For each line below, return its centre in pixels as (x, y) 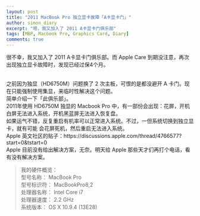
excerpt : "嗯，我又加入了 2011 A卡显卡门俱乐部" (61, 28)
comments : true (25, 39)
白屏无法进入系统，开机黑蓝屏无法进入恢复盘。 (63, 113)
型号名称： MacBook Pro (51, 177)
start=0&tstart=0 (27, 143)
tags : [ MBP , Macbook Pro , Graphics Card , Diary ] (68, 34)
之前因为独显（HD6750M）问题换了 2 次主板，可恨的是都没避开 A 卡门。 (95, 84)
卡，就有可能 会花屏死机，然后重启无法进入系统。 (67, 128)
